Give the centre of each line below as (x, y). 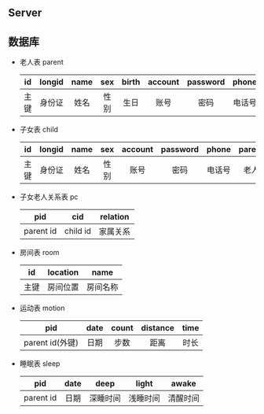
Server (25, 13)
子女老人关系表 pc (49, 197)
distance (158, 328)
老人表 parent (42, 62)
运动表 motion (42, 308)
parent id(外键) (51, 343)
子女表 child (39, 130)
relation (114, 217)
